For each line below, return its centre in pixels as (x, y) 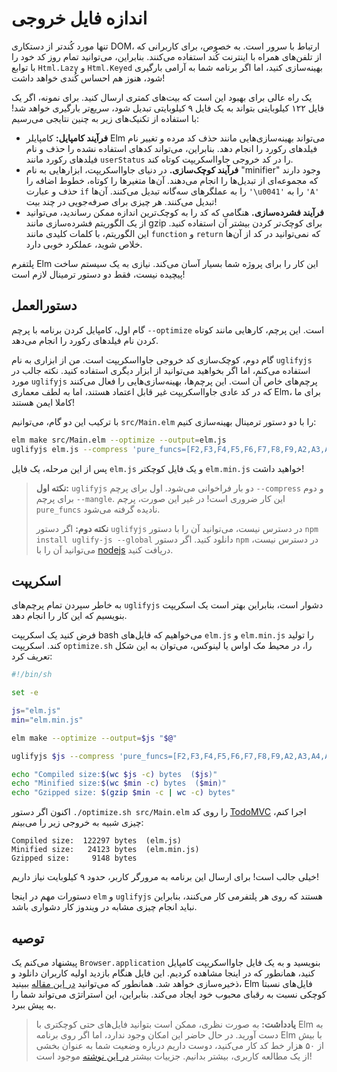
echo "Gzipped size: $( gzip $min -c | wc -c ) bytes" (123, 793)
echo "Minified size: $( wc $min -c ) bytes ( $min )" (119, 783)
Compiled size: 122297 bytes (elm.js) (97, 841)
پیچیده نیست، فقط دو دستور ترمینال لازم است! (98, 274)
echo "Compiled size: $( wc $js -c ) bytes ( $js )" (114, 774)
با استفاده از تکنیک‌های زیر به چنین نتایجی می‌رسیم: (105, 118)
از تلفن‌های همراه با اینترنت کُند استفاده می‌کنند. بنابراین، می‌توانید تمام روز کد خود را (167, 56)
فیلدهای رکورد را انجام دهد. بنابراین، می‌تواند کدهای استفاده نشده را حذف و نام (171, 148)
